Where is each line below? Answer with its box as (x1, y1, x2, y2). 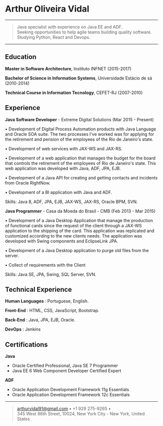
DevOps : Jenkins (5, 326, 41, 332)
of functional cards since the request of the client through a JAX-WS (5, 222, 142, 228)
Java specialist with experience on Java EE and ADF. (16, 24, 123, 30)
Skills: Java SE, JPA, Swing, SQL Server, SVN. (5, 271, 97, 277)
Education (5, 53, 37, 61)
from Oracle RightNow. (5, 180, 51, 186)
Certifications (5, 340, 48, 348)
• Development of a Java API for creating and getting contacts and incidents (5, 174, 158, 180)
